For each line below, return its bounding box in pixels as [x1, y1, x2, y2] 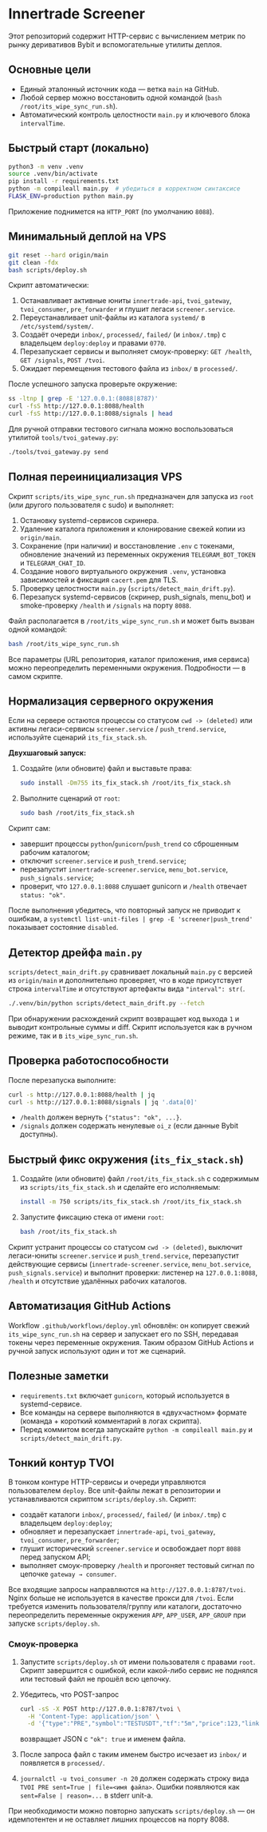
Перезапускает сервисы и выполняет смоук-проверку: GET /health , [19, 347, 253, 357]
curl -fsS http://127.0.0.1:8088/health [8, 402, 145, 410]
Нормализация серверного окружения [8, 694, 214, 708]
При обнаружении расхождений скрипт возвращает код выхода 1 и [8, 1013, 240, 1024]
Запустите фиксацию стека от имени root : [19, 1212, 164, 1222]
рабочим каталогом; [19, 848, 90, 857]
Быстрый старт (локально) [8, 142, 150, 155]
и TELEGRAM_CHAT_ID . [19, 557, 86, 568]
